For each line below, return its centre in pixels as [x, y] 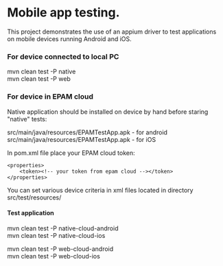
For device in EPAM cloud [50, 97]
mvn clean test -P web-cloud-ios [54, 256]
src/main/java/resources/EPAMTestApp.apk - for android [87, 132]
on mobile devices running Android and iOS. [69, 38]
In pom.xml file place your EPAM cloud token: [71, 153]
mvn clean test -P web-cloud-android [60, 249]
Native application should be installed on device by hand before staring [108, 112]
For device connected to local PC [63, 56]
